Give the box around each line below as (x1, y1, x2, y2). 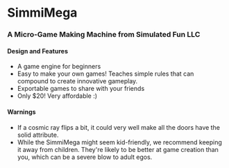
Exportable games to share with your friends (17, 85, 145, 93)
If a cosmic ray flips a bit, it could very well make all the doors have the (17, 123, 221, 131)
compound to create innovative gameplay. (17, 77, 138, 85)
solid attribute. (17, 131, 59, 139)
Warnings (7, 108, 36, 116)
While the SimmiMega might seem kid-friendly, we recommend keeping (17, 137, 222, 146)
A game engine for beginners (17, 62, 101, 71)
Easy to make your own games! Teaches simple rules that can (17, 69, 194, 78)
